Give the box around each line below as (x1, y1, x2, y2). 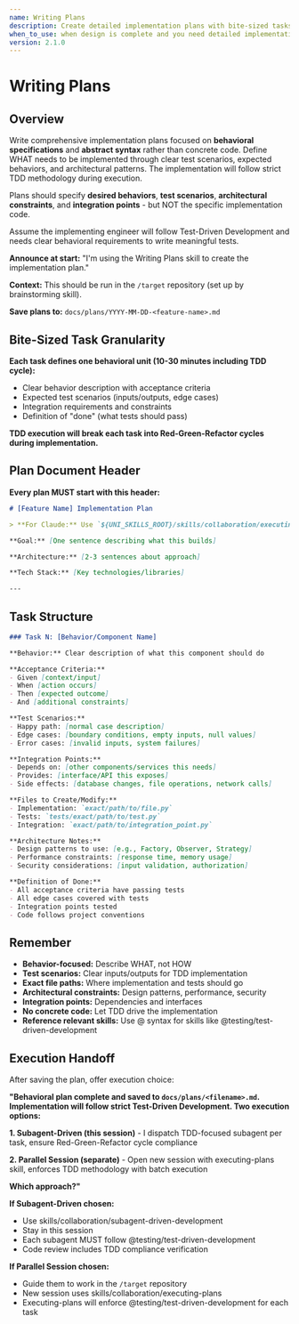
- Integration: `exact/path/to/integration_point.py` (9, 820, 214, 829)
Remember (9, 935, 72, 950)
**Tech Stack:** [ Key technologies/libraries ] (9, 569, 185, 577)
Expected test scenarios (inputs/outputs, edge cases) (21, 392, 220, 403)
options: (9, 1110, 42, 1121)
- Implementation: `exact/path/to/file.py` (9, 803, 174, 812)
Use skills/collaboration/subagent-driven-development (21, 1215, 223, 1226)
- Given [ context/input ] (9, 673, 101, 682)
